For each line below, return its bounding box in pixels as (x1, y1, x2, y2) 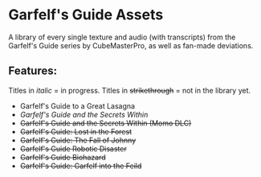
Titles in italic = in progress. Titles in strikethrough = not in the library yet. (8, 85, 251, 95)
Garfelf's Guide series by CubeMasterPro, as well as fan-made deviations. (8, 40, 254, 50)
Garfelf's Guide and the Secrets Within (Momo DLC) (19, 118, 192, 128)
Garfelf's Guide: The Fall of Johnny (19, 135, 137, 145)
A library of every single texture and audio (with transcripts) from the (8, 32, 236, 42)
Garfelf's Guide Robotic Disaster (19, 143, 127, 154)
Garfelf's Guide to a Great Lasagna (19, 101, 135, 110)
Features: (8, 64, 58, 78)
